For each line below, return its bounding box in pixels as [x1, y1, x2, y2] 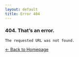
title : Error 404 [5, 11, 40, 16]
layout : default [5, 7, 38, 12]
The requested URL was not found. [5, 38, 75, 43]
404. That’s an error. [5, 27, 55, 34]
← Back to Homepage [5, 46, 49, 52]
